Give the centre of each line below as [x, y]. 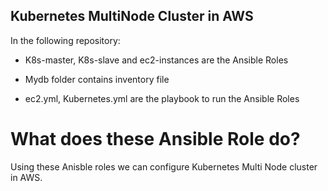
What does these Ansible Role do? [155, 139]
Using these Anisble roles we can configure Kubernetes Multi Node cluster [164, 166]
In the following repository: [65, 40]
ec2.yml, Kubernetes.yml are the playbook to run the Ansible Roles [162, 98]
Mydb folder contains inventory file [97, 79]
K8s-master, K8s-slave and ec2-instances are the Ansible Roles [156, 60]
